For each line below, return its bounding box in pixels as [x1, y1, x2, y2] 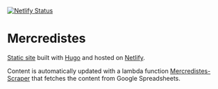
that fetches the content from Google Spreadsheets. [31, 74, 181, 82]
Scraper [7, 74, 31, 82]
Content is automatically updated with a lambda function [7, 66, 169, 75]
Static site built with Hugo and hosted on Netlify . [7, 53, 146, 61]
